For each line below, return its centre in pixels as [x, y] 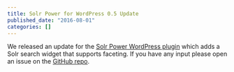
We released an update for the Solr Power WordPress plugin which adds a [114, 47]
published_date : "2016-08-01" [51, 20]
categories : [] [29, 27]
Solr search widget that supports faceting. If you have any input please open [117, 54]
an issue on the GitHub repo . [49, 62]
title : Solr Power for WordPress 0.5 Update [73, 14]
